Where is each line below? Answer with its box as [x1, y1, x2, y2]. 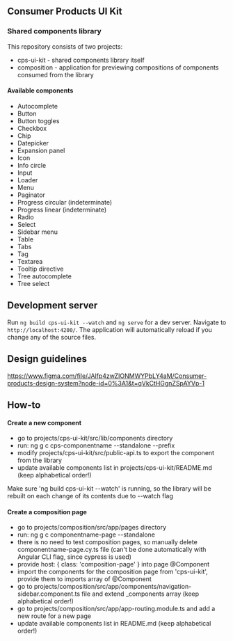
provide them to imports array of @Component [17, 575, 152, 583]
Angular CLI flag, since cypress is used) [17, 553, 132, 561]
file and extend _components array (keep [81, 589, 200, 598]
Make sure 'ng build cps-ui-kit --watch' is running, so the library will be [7, 484, 211, 493]
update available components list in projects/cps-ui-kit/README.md [17, 464, 212, 472]
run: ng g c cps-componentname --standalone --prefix [17, 441, 175, 450]
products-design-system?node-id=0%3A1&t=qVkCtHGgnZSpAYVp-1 [7, 379, 205, 387]
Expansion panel [17, 146, 65, 155]
